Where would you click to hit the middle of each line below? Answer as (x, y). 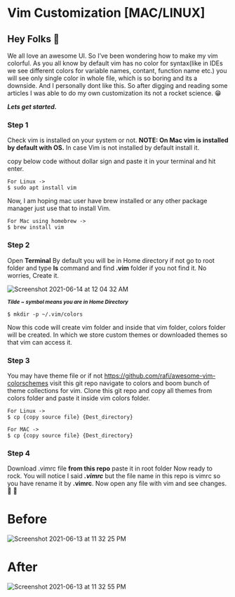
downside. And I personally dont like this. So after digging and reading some (117, 85)
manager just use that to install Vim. (59, 208)
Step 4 (19, 453)
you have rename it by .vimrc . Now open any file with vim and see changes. (117, 484)
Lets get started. (32, 107)
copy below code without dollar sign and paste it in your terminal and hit (112, 161)
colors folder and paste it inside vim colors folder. (79, 398)
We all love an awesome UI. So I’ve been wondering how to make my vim (113, 56)
